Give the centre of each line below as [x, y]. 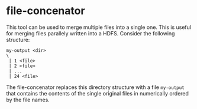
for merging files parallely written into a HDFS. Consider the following [91, 33]
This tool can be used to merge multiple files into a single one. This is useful [98, 27]
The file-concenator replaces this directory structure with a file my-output [95, 87]
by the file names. [28, 100]
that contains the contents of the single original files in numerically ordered [98, 93]
